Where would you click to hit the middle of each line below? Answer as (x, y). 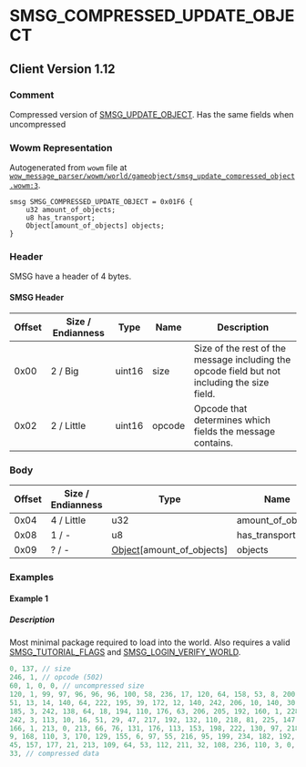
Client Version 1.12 (62, 69)
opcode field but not (237, 371)
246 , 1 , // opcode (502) (56, 678)
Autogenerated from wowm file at (68, 168)
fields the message (235, 431)
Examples (32, 577)
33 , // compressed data (55, 754)
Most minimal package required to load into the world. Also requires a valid (150, 642)
